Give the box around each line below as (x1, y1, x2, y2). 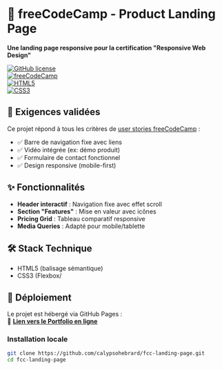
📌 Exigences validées (7, 106, 101, 118)
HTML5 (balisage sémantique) (17, 265, 103, 273)
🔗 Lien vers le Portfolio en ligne (7, 317, 98, 326)
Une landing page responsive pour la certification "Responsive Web (7, 43, 206, 52)
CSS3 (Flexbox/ (17, 271, 62, 280)
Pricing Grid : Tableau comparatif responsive (17, 214, 146, 223)
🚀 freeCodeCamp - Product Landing (7, 6, 216, 22)
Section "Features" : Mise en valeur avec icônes (17, 207, 157, 216)
